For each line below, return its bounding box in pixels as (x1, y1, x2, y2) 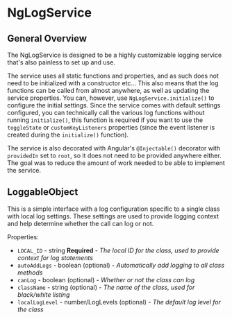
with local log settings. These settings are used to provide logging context (7, 212, 219, 220)
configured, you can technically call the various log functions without (7, 109, 205, 117)
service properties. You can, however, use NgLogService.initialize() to (7, 94, 215, 102)
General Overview (7, 33, 88, 44)
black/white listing (17, 290, 70, 299)
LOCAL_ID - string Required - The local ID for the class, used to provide (17, 246, 220, 255)
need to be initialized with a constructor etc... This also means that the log (7, 79, 219, 87)
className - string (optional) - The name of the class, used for (17, 283, 195, 291)
